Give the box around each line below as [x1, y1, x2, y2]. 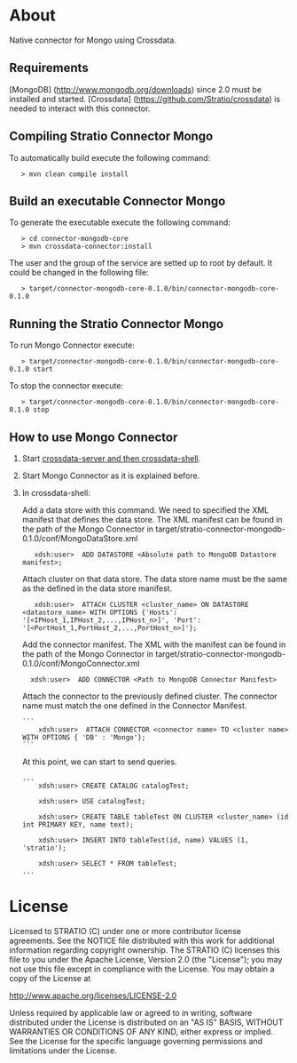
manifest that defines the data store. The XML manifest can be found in [21, 515, 283, 524]
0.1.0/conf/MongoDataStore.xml [21, 533, 138, 543]
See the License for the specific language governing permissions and [9, 1035, 263, 1046]
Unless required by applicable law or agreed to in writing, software [9, 1007, 253, 1018]
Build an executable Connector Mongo [9, 193, 226, 209]
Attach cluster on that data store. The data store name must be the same [21, 574, 288, 584]
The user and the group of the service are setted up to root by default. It [9, 258, 273, 268]
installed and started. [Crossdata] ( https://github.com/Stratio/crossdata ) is [9, 93, 281, 104]
